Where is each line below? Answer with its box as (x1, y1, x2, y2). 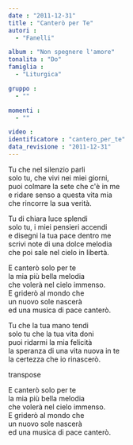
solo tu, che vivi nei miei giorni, (8, 172, 109, 183)
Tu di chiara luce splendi (8, 214, 89, 223)
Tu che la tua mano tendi (8, 320, 89, 330)
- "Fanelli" (15, 33, 55, 42)
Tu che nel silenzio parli (8, 164, 85, 174)
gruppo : (8, 84, 37, 92)
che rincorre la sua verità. (8, 198, 93, 207)
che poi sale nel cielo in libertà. (8, 247, 109, 257)
